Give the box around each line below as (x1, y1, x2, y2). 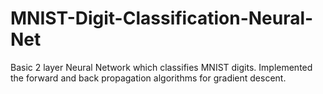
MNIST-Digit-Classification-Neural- (10, 7, 314, 30)
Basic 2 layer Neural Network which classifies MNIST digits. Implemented (10, 61, 313, 73)
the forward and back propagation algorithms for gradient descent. (10, 72, 287, 84)
